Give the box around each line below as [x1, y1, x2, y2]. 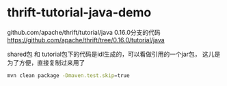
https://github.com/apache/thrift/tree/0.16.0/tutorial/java [7, 35, 165, 44]
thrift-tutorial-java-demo [7, 5, 152, 20]
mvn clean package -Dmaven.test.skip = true [7, 72, 130, 79]
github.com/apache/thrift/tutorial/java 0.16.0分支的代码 [7, 28, 161, 36]
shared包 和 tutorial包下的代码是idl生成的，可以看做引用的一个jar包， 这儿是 [7, 50, 221, 58]
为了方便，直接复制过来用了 [7, 58, 85, 66]
